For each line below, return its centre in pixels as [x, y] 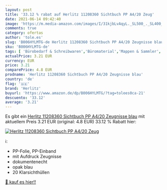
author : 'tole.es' [24, 38]
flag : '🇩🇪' [17, 84]
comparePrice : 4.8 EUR [29, 70]
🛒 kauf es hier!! [21, 182]
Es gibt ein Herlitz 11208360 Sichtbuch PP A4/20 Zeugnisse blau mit [75, 116]
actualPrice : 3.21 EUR [29, 56]
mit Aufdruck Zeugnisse [37, 157]
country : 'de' [20, 79]
